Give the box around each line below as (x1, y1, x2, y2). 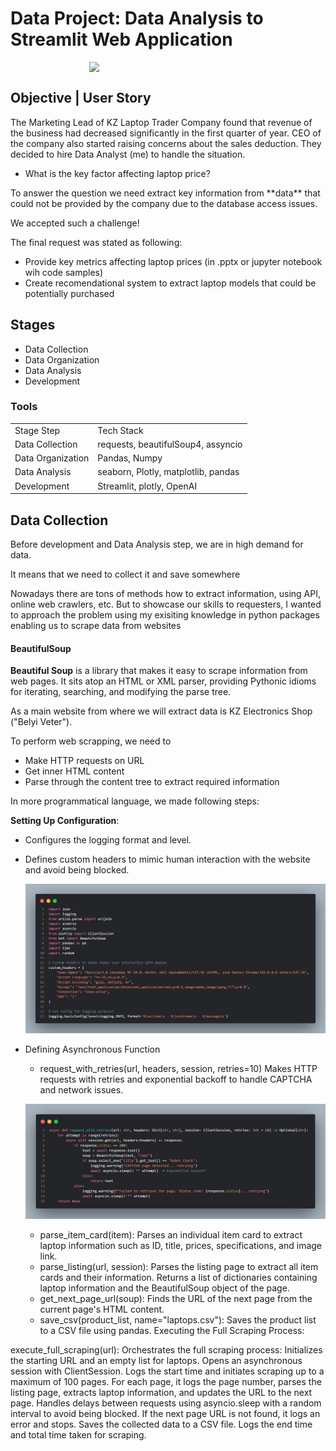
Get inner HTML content (24, 765, 125, 777)
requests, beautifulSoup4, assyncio (97, 438, 243, 450)
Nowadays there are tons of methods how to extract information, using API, (10, 587, 321, 599)
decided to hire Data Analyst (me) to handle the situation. (10, 148, 246, 160)
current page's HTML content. (39, 1303, 165, 1315)
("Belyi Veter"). (10, 716, 73, 728)
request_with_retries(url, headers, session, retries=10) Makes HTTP (39, 1062, 318, 1074)
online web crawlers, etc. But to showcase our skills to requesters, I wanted (10, 598, 322, 610)
